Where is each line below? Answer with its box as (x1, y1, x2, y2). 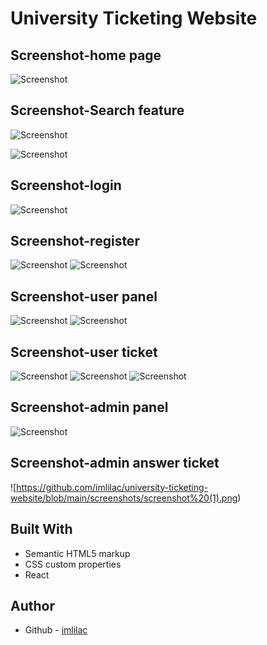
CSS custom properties (24, 558, 122, 570)
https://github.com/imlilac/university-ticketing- (16, 481, 208, 493)
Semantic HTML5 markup (24, 547, 131, 559)
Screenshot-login (10, 177, 122, 194)
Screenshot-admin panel (10, 399, 169, 416)
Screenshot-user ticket (10, 343, 158, 361)
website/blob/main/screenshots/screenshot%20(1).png (10, 492, 238, 504)
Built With (10, 521, 73, 538)
